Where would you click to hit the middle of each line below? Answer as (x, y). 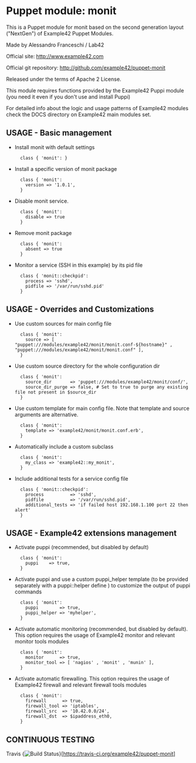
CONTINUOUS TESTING (50, 740)
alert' (23, 510)
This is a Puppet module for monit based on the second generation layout (95, 27)
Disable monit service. (41, 201)
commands (28, 592)
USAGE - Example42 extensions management (92, 533)
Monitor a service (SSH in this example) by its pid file (78, 265)
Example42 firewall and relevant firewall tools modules (80, 685)
